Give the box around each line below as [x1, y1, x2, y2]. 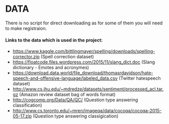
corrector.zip [12, 54, 40, 60]
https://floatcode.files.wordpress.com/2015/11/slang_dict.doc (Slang [12, 59, 155, 65]
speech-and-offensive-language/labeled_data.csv [12, 75, 118, 81]
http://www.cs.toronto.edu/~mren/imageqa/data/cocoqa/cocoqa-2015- [12, 108, 162, 114]
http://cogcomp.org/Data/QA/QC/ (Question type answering [12, 97, 139, 103]
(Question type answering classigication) [32, 113, 119, 119]
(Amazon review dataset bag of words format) [19, 91, 116, 98]
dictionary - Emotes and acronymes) [12, 65, 89, 71]
